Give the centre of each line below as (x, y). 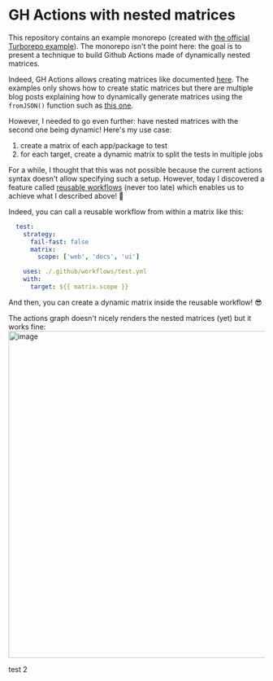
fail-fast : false (59, 242)
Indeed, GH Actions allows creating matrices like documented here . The (129, 79)
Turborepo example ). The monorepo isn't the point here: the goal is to (125, 46)
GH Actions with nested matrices (122, 15)
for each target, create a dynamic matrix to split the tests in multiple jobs (141, 154)
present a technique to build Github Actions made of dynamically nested (129, 55)
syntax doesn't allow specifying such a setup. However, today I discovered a (136, 178)
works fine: (27, 327)
